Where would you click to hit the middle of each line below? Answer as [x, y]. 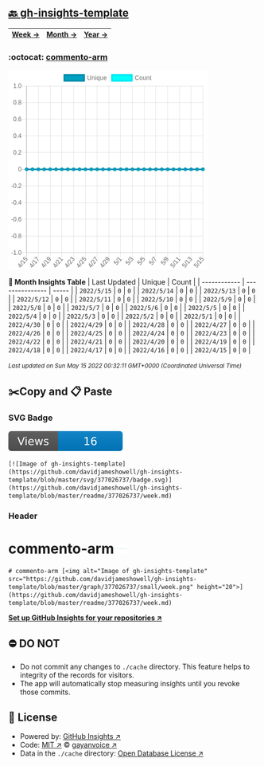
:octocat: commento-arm [58, 57]
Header [23, 516]
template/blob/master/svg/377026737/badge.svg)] [90, 480]
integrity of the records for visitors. [77, 675]
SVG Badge [31, 418]
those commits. [45, 692]
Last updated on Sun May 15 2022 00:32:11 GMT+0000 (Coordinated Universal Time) [125, 366]
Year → [96, 34]
